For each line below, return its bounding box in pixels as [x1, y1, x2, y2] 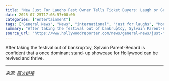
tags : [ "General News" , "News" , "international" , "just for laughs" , [5, 21, 154, 27]
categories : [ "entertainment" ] [5, 17, 71, 22]
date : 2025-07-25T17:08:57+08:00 [5, 12, 75, 17]
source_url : [5, 31, 30, 36]
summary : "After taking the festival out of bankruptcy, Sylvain [5, 26, 145, 31]
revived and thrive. [5, 55, 44, 61]
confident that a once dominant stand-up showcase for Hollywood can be [5, 50, 158, 56]
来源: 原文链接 [5, 70, 34, 76]
